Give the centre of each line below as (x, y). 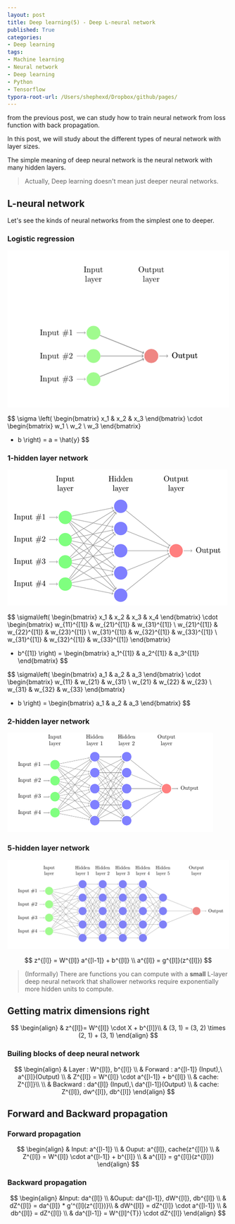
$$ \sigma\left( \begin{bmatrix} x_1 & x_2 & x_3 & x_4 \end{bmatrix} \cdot (113, 617)
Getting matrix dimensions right (78, 1010)
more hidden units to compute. (69, 989)
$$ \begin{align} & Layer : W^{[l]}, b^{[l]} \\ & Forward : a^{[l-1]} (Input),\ (118, 1069)
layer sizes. (24, 146)
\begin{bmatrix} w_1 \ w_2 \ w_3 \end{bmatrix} (74, 426)
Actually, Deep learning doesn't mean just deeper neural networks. (121, 181)
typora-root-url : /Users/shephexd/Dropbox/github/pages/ (93, 97)
